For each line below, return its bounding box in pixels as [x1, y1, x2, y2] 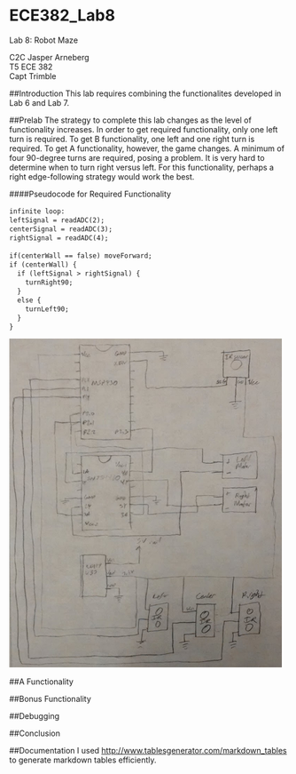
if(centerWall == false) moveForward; [9, 251, 152, 260]
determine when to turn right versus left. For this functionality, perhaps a [9, 162, 275, 172]
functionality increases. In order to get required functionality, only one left [9, 124, 278, 134]
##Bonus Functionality [9, 693, 91, 704]
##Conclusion [9, 728, 60, 738]
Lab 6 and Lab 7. [9, 97, 70, 108]
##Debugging [9, 710, 60, 721]
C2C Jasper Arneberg [9, 52, 90, 62]
